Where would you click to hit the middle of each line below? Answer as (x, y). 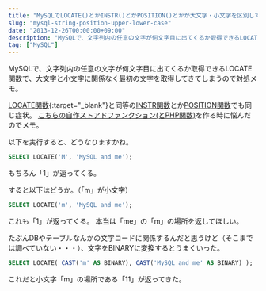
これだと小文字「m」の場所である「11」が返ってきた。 (97, 279)
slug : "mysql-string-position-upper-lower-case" (90, 23)
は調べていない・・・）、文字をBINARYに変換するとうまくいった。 (116, 247)
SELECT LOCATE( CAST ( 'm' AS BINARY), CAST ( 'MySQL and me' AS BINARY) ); (131, 262)
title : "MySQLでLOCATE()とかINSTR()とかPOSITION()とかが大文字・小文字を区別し (131, 15)
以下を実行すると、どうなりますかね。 (70, 142)
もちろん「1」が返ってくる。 (55, 173)
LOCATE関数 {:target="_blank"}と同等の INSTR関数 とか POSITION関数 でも (127, 105)
